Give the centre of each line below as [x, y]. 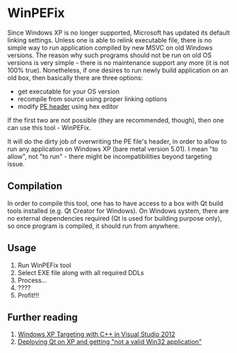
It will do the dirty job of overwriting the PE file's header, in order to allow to [117, 141]
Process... [32, 280]
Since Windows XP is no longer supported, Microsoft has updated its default [118, 33]
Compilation [35, 186]
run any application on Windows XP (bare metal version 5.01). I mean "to [113, 149]
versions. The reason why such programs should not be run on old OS [110, 55]
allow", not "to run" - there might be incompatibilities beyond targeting [110, 156]
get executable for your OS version [69, 91]
